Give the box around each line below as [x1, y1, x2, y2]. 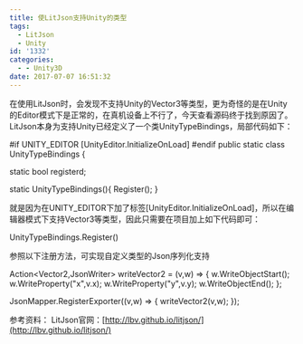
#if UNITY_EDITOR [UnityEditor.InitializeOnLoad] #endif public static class [9, 139, 285, 149]
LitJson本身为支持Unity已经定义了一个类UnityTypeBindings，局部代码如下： [9, 120, 293, 131]
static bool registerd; [9, 166, 87, 177]
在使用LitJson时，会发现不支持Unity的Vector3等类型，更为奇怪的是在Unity [9, 98, 288, 109]
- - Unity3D [17, 64, 63, 73]
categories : [9, 55, 54, 64]
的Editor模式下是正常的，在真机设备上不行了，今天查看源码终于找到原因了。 [9, 110, 293, 120]
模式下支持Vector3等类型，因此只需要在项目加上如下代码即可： [24, 214, 260, 225]
